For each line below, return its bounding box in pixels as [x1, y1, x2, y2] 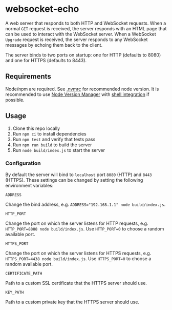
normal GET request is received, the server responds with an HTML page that [5, 25, 167, 31]
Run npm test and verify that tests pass [12, 136, 96, 142]
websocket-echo [5, 3, 79, 15]
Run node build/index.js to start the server [12, 147, 105, 153]
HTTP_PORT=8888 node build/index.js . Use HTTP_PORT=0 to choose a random [5, 225, 164, 231]
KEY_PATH [5, 289, 24, 295]
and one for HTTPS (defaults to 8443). [5, 57, 87, 63]
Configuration [5, 160, 41, 167]
